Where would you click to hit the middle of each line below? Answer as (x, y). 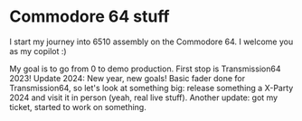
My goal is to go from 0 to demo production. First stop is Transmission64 (145, 69)
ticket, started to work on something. (78, 107)
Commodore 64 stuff (90, 17)
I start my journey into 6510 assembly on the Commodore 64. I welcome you (151, 42)
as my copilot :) (38, 51)
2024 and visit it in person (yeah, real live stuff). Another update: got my (144, 98)
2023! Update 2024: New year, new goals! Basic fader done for (127, 78)
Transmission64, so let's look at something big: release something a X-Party (151, 88)
